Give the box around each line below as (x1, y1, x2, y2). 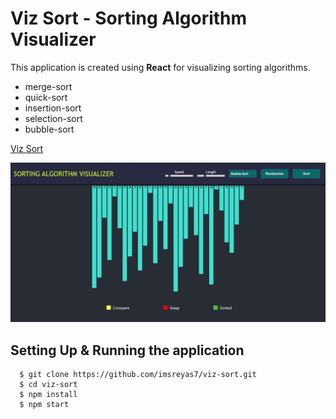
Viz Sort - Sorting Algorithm (10, 7, 248, 30)
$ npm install (19, 390, 78, 400)
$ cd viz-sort (19, 380, 78, 390)
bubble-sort (24, 123, 75, 135)
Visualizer (10, 28, 97, 51)
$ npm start (19, 400, 70, 410)
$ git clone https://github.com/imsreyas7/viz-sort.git (19, 370, 257, 380)
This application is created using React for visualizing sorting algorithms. (10, 61, 311, 73)
